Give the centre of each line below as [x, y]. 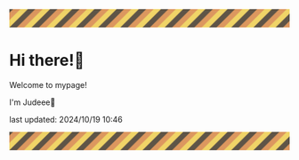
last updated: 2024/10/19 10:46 [66, 119]
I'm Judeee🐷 [32, 102]
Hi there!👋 [47, 60]
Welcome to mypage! [48, 84]
